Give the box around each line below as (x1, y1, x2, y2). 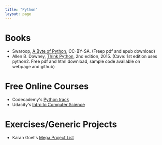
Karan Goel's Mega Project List (12, 135, 74, 141)
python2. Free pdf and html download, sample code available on (12, 58, 140, 64)
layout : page (5, 12, 31, 16)
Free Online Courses (5, 81, 89, 92)
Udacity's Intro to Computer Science (12, 102, 85, 108)
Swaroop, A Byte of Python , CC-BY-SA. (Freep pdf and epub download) (12, 48, 156, 54)
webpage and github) (12, 64, 55, 70)
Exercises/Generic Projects (5, 119, 117, 130)
